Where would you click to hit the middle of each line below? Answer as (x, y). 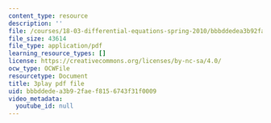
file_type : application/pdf (56, 46)
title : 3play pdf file (46, 83)
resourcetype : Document (48, 76)
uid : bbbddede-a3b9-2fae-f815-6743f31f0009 (83, 91)
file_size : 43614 (38, 38)
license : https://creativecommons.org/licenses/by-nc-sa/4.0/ (115, 61)
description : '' (35, 23)
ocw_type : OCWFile (39, 69)
